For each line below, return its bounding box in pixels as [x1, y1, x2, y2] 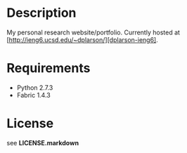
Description [6, 5, 77, 21]
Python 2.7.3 [16, 83, 53, 92]
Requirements [6, 60, 91, 76]
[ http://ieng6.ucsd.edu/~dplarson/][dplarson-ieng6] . [6, 35, 159, 44]
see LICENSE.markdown [6, 138, 79, 147]
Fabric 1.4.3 [16, 91, 51, 99]
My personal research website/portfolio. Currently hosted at [6, 28, 181, 36]
